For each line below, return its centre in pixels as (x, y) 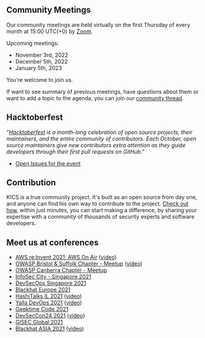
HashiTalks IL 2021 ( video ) (49, 296)
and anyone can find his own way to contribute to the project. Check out (97, 204)
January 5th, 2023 (39, 68)
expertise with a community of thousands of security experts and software (100, 217)
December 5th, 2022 (42, 61)
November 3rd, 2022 (42, 55)
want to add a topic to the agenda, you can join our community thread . (95, 98)
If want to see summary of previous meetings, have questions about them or (102, 92)
